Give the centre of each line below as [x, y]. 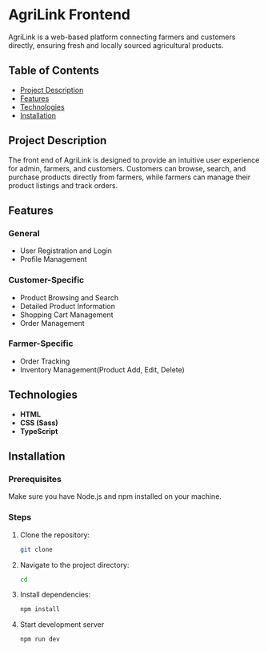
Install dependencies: [55, 595]
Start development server [62, 625]
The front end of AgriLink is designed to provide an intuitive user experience [134, 160]
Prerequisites [35, 479]
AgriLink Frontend [69, 15]
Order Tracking [45, 361]
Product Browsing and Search [69, 297]
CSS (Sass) [39, 423]
